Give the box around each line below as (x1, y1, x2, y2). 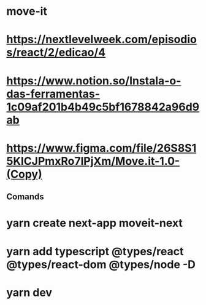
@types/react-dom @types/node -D (6, 257, 196, 271)
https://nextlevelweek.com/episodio (6, 33, 197, 47)
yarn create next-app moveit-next (6, 216, 183, 230)
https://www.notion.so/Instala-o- (6, 74, 181, 87)
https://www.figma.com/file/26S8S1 (6, 141, 197, 155)
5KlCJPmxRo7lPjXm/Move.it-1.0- (6, 154, 180, 168)
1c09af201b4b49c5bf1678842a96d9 (6, 100, 200, 114)
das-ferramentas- (6, 87, 100, 101)
